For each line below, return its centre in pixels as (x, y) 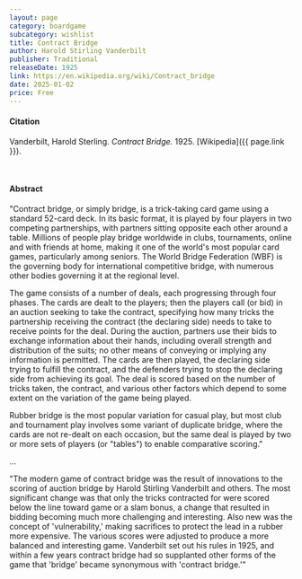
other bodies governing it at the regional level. (94, 276)
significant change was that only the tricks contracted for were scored (139, 497)
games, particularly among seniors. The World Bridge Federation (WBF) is (146, 256)
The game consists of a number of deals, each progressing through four (143, 293)
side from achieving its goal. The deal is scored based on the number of (142, 379)
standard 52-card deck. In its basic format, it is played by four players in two (151, 218)
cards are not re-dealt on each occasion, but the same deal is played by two (151, 434)
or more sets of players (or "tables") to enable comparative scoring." (136, 443)
